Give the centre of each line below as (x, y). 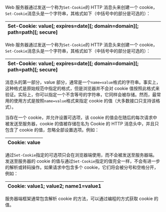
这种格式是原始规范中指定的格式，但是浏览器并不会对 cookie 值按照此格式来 (82, 88)
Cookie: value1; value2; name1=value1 (55, 186)
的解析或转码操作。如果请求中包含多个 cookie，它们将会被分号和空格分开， (82, 167)
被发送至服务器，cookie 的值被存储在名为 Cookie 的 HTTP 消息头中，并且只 (82, 124)
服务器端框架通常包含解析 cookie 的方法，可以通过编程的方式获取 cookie (79, 199)
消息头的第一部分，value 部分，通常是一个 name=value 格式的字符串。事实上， (83, 82)
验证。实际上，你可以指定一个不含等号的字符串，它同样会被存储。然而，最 (81, 95)
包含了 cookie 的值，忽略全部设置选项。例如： (52, 130)
